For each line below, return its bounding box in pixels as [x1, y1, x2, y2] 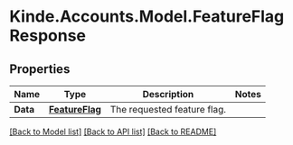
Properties [9, 61, 71, 77]
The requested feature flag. [109, 104, 227, 115]
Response [9, 25, 87, 46]
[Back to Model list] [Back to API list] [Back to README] [9, 126, 217, 137]
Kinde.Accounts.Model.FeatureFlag [9, 6, 285, 27]
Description [142, 88, 194, 100]
